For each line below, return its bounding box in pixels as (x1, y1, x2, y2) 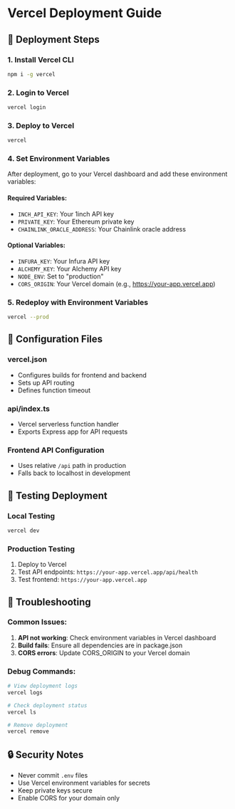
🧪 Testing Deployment (7, 489, 108, 501)
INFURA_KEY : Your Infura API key (17, 256, 110, 265)
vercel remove (7, 728, 50, 735)
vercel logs (7, 689, 43, 696)
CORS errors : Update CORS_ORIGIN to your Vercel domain (17, 648, 190, 657)
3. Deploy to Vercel (7, 120, 75, 130)
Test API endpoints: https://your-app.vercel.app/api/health (17, 568, 198, 576)
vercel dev (7, 527, 40, 534)
